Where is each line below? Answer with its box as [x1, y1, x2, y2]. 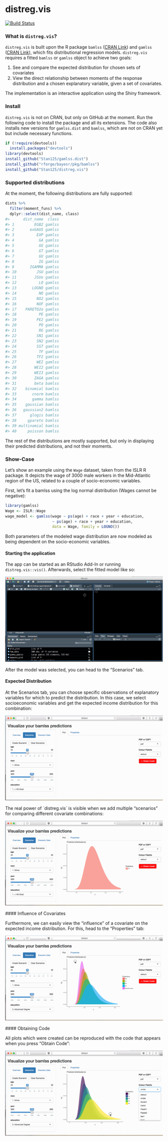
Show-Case [5, 456, 34, 463]
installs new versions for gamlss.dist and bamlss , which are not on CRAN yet [5, 125, 163, 131]
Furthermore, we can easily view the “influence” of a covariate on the [5, 920, 148, 926]
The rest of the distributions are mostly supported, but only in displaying [5, 438, 154, 444]
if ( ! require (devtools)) [5, 141, 57, 146]
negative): [5, 492, 26, 498]
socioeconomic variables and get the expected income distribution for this [5, 700, 158, 706]
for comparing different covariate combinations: [5, 810, 104, 817]
